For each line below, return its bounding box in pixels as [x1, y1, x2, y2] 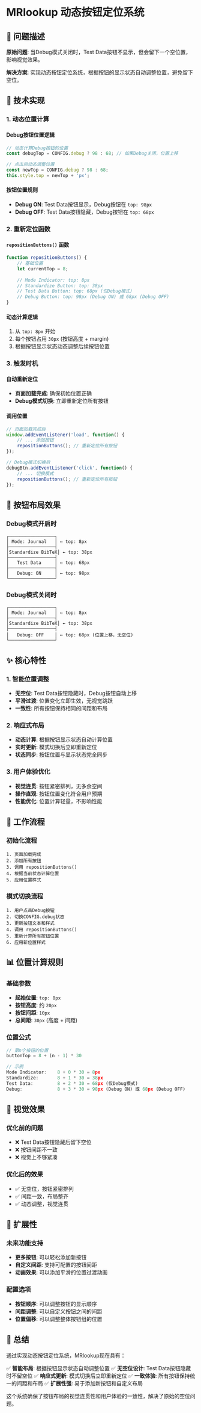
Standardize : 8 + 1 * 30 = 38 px [6, 1075, 103, 1081]
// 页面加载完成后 [6, 426, 46, 432]
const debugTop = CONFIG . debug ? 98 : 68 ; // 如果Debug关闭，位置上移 [6, 151, 178, 157]
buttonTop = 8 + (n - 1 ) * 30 [6, 1053, 82, 1059]
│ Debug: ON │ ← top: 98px [6, 570, 90, 577]
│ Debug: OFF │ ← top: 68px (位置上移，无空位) [6, 632, 134, 638]
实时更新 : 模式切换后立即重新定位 [14, 744, 97, 751]
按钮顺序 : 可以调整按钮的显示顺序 [14, 1300, 97, 1307]
